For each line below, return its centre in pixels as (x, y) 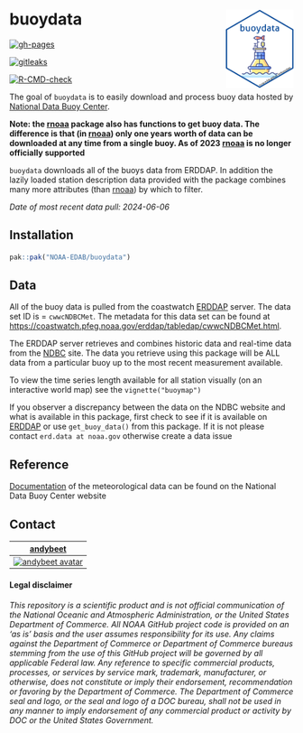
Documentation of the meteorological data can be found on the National (143, 487)
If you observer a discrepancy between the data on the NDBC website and (147, 407)
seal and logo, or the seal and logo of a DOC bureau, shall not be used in (145, 701)
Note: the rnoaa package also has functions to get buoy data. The (134, 124)
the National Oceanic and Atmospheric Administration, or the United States (150, 615)
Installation (41, 235)
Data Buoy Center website (58, 496)
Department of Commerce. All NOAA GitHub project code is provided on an (150, 624)
